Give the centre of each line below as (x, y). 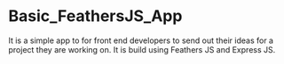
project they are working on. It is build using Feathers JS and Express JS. (142, 49)
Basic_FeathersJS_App (95, 16)
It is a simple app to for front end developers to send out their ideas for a (141, 40)
